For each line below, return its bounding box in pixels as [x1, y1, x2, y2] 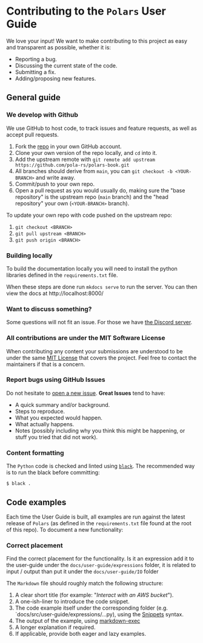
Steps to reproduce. [15, 407, 65, 415]
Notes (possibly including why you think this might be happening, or [15, 427, 185, 434]
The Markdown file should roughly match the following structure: [6, 580, 164, 587]
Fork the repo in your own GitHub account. [15, 143, 122, 150]
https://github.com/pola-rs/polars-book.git [15, 162, 130, 168]
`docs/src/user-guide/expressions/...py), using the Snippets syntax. [15, 611, 184, 618]
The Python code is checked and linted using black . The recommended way [6, 463, 195, 470]
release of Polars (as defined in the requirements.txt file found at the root [6, 519, 192, 526]
